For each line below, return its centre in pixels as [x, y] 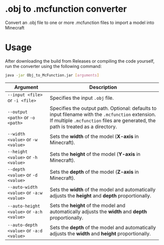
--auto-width [23, 187]
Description [103, 87]
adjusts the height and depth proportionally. [100, 196]
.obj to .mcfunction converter [66, 9]
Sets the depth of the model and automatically [103, 227]
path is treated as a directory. [83, 127]
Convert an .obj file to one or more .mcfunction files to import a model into [80, 22]
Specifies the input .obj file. [82, 98]
